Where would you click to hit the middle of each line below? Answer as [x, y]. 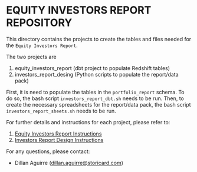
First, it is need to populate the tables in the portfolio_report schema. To [95, 92]
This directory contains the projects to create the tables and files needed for [99, 39]
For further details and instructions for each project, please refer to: [88, 122]
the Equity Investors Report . [42, 45]
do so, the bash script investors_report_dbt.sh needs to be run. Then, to [95, 98]
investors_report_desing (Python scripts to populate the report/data [96, 74]
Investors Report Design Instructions [59, 140]
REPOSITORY [39, 23]
